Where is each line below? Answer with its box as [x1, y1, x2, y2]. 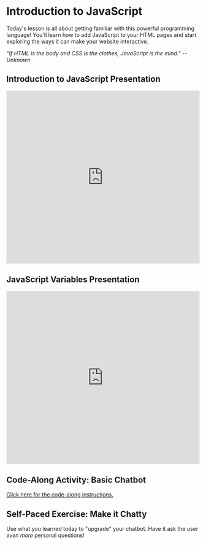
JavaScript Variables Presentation [6, 275, 140, 285]
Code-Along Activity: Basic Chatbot [6, 474, 147, 485]
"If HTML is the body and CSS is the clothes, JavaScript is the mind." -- [6, 49, 188, 57]
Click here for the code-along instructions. [6, 491, 113, 498]
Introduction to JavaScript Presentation [6, 74, 161, 84]
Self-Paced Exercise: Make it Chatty [6, 509, 147, 519]
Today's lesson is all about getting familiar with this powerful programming [6, 25, 195, 32]
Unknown [6, 56, 31, 63]
